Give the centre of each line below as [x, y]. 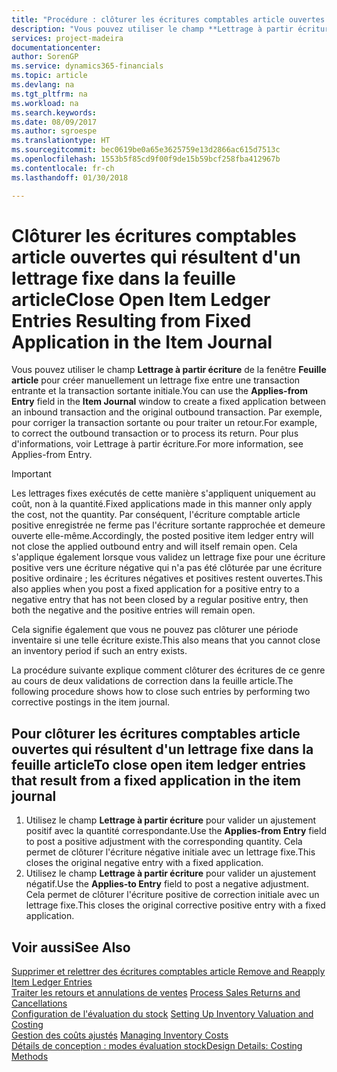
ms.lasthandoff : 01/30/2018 [70, 177]
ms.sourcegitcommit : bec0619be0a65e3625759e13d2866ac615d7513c [146, 150]
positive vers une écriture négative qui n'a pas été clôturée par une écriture [167, 568]
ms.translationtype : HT [61, 141]
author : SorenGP [45, 57]
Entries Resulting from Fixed [131, 320]
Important [31, 474]
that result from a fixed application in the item [156, 780]
